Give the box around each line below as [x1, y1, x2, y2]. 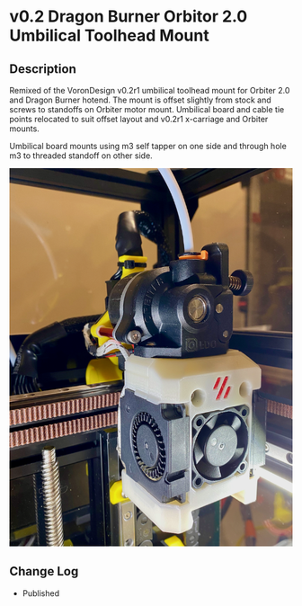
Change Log [9, 564, 79, 579]
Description [9, 61, 76, 76]
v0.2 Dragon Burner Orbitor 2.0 [9, 6, 248, 27]
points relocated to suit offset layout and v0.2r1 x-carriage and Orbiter [9, 114, 269, 124]
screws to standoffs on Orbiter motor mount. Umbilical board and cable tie [9, 104, 285, 114]
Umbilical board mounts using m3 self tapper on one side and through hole [9, 141, 288, 151]
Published [22, 587, 60, 599]
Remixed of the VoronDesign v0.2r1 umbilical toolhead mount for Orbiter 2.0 [9, 85, 290, 95]
